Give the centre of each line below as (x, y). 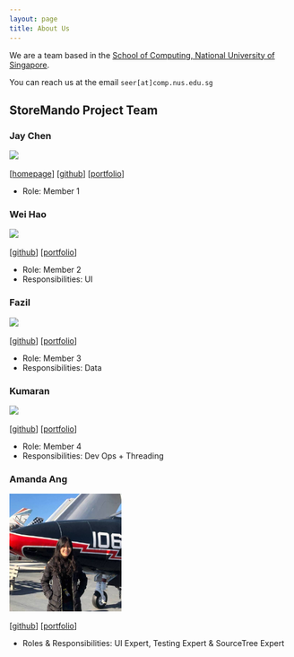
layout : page (34, 19)
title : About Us (39, 28)
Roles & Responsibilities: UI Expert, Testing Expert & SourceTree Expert (153, 643)
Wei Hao (28, 215)
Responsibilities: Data (62, 367)
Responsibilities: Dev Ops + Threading (93, 456)
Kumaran (30, 390)
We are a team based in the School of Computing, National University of (142, 55)
